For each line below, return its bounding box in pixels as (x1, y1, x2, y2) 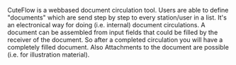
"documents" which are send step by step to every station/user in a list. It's (7, 13, 227, 22)
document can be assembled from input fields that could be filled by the (7, 28, 218, 36)
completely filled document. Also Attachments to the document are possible (7, 43, 229, 51)
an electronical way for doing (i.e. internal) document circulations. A (7, 21, 206, 29)
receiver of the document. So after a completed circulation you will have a (7, 36, 223, 44)
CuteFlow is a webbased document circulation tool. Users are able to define (7, 6, 229, 14)
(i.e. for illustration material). (7, 50, 90, 59)
